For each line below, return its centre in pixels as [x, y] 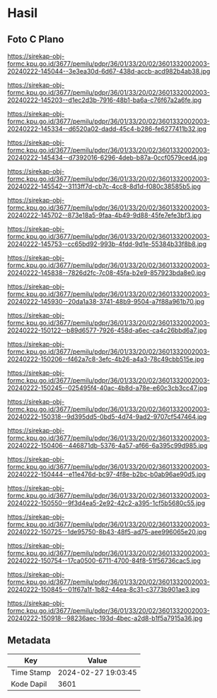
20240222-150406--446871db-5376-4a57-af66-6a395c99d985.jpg [107, 445]
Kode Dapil [29, 684]
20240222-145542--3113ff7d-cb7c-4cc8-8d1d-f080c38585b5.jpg [104, 186]
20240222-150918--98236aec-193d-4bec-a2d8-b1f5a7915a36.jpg [105, 618]
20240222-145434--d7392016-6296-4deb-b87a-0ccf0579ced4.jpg [107, 158]
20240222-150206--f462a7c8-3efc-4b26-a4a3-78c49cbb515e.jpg [106, 359]
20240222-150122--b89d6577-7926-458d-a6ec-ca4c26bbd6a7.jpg [107, 330]
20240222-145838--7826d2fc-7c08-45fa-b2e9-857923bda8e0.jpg [107, 273]
